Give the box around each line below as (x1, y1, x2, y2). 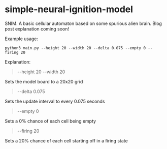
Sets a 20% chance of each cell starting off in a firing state (5, 137, 128, 143)
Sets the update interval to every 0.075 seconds (5, 98, 105, 104)
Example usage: (5, 36, 39, 42)
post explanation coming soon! (5, 25, 70, 32)
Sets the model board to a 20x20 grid (5, 78, 83, 84)
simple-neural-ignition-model (5, 4, 133, 15)
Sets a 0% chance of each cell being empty (5, 118, 96, 124)
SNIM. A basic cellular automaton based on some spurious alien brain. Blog (5, 20, 162, 26)
